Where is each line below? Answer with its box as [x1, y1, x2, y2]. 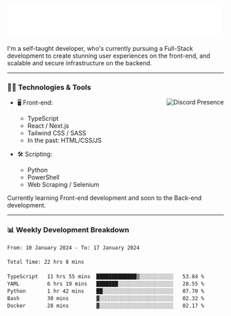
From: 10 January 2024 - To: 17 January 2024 [7, 244, 140, 251]
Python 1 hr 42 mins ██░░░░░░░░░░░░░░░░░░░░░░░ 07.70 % [7, 287, 205, 295]
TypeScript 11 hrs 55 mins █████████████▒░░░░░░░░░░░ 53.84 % [7, 273, 205, 280]
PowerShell [27, 173, 60, 181]
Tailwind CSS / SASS [27, 129, 87, 137]
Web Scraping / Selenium [27, 181, 100, 189]
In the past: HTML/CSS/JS [27, 136, 102, 145]
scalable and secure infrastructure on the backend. [7, 59, 153, 67]
